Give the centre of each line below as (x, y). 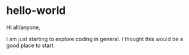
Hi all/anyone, (23, 27)
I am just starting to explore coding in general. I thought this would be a (95, 39)
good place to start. (31, 45)
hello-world (36, 11)
